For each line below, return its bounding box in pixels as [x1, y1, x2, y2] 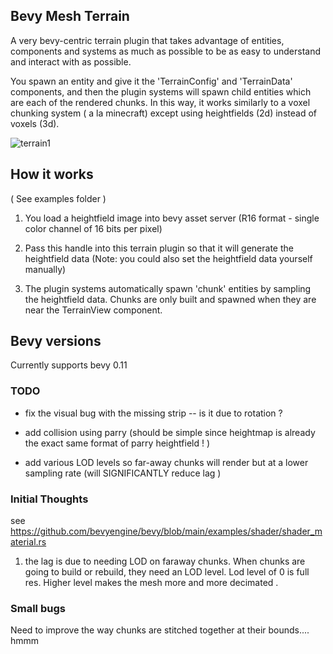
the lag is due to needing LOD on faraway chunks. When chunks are [24, 555, 306, 568]
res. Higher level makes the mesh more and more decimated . [24, 577, 279, 589]
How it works [10, 166, 94, 183]
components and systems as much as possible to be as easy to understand [10, 45, 321, 57]
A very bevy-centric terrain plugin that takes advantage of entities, [10, 34, 285, 46]
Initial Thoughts [10, 492, 89, 506]
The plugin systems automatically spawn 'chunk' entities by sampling [24, 282, 312, 294]
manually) [24, 263, 67, 275]
